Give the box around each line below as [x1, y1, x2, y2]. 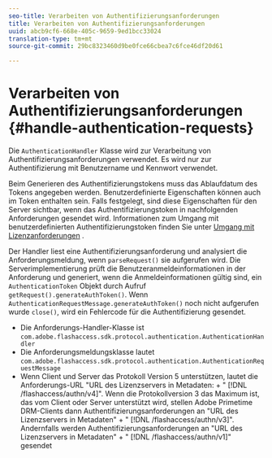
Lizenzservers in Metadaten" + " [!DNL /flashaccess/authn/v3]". [19, 415, 235, 425]
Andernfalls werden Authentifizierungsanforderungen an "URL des [19, 424, 244, 434]
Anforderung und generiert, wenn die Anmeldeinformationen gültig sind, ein [8, 273, 262, 282]
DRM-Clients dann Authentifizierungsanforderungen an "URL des [19, 406, 239, 416]
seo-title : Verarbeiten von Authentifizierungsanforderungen [8, 11, 220, 20]
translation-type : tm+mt [8, 34, 93, 43]
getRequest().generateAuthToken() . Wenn [8, 290, 149, 299]
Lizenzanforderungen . [8, 231, 84, 241]
